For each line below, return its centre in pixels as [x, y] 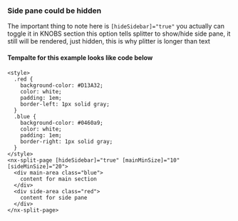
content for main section [59, 179]
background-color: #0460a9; [62, 123]
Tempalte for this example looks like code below [80, 57]
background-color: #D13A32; [62, 85]
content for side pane [54, 197]
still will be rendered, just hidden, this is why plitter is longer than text [109, 41]
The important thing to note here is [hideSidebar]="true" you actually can [116, 26]
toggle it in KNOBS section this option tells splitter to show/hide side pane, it [119, 34]
